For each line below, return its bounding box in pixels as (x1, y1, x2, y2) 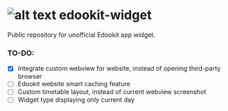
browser (17, 72, 42, 81)
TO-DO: (7, 48, 35, 58)
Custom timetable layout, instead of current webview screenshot (17, 88, 207, 96)
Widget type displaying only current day (17, 95, 135, 104)
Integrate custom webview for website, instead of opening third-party (17, 64, 221, 73)
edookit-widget (59, 7, 152, 23)
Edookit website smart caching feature (17, 80, 131, 88)
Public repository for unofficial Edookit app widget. (7, 30, 156, 39)
